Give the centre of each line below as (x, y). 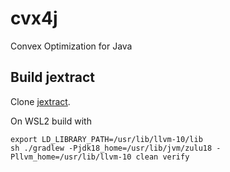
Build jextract (53, 77)
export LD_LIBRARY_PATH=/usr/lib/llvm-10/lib (106, 139)
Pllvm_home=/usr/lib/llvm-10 (71, 157)
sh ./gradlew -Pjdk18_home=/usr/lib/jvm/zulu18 (111, 148)
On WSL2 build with (51, 121)
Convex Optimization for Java (71, 46)
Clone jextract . (40, 101)
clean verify (162, 157)
